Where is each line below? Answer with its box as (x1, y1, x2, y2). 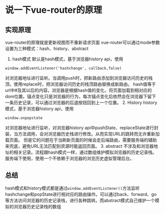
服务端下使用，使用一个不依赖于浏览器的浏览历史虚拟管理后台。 (5, 156, 134, 161)
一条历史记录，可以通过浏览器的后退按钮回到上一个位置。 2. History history (5, 100, 158, 106)
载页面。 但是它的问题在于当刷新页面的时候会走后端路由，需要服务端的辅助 (5, 137, 157, 143)
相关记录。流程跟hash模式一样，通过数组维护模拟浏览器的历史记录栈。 (13, 149, 157, 155)
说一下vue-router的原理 (5, 4, 102, 16)
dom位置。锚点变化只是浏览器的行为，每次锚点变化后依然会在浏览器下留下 (5, 94, 156, 99)
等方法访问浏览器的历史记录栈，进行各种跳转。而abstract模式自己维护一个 (5, 197, 156, 203)
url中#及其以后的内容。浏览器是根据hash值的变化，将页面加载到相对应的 (5, 87, 152, 93)
